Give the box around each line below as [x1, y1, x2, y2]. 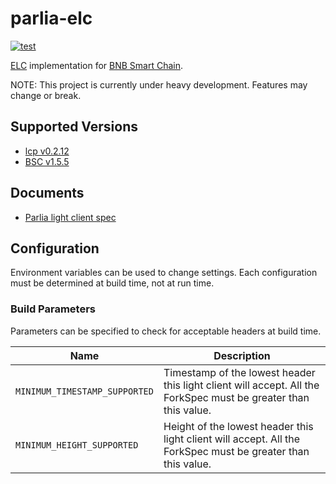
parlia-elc [10, 7, 93, 30]
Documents [10, 185, 85, 202]
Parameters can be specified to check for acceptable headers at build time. [10, 325, 322, 337]
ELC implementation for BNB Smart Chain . [10, 59, 184, 71]
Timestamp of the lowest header [163, 365, 316, 379]
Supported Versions [10, 118, 138, 136]
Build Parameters [10, 302, 96, 316]
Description [213, 348, 271, 362]
